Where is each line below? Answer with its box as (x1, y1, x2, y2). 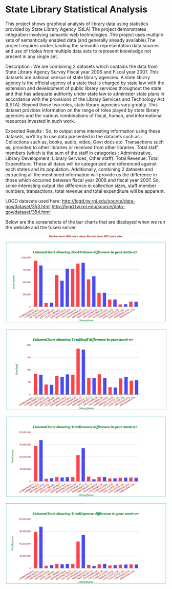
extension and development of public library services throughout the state (5, 85, 162, 91)
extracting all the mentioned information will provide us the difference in (5, 171, 157, 178)
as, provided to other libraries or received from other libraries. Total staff (5, 144, 158, 150)
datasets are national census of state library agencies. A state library (5, 74, 150, 80)
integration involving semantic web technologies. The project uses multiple (5, 31, 163, 38)
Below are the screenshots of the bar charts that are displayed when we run (5, 218, 165, 225)
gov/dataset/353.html (5, 203, 51, 209)
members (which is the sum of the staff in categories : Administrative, (5, 150, 152, 156)
